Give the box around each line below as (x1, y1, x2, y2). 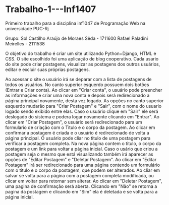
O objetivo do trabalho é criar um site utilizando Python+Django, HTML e (5, 50, 156, 56)
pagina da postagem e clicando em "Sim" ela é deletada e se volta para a (5, 188, 158, 194)
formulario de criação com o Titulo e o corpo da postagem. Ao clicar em (5, 124, 155, 130)
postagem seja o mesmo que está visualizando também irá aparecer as (5, 151, 154, 157)
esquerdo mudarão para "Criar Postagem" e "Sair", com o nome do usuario (5, 103, 162, 109)
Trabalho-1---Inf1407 (5, 4, 96, 15)
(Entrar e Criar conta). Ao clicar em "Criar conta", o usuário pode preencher (5, 87, 162, 93)
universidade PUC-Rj (5, 25, 49, 31)
